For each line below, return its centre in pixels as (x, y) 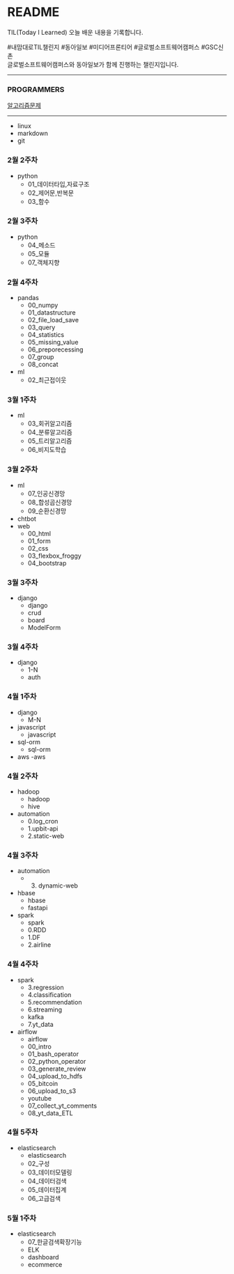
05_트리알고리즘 (50, 441)
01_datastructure (52, 313)
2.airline (39, 945)
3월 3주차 (23, 582)
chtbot (27, 519)
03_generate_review (57, 1069)
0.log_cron (43, 821)
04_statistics (46, 335)
